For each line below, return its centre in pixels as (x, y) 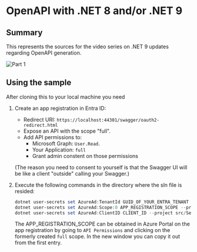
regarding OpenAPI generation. (44, 53)
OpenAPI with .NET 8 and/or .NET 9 (94, 11)
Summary (24, 33)
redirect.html (41, 125)
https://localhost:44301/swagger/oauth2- (108, 120)
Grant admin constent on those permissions (85, 156)
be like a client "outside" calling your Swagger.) (72, 173)
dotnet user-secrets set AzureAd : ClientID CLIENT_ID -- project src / (100, 213)
